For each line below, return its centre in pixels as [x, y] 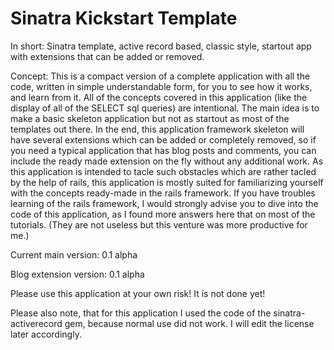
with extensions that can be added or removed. [107, 56]
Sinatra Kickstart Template [124, 18]
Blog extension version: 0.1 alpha [77, 274]
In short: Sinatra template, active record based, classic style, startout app [161, 46]
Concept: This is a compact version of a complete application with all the [160, 76]
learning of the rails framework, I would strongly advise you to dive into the [164, 203]
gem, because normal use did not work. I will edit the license [189, 323]
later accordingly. [46, 334]
